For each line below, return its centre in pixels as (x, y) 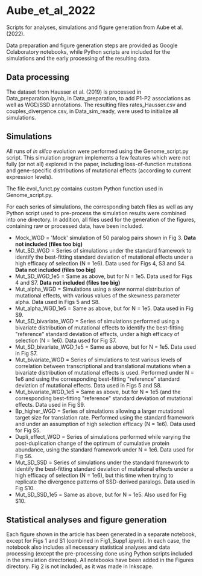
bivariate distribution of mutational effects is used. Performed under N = (105, 372)
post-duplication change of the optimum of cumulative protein (92, 443)
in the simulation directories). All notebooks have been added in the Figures (100, 560)
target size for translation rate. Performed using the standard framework (105, 417)
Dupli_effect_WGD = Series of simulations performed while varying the (103, 436)
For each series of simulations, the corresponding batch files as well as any (100, 207)
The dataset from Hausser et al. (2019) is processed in (74, 92)
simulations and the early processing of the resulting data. (78, 58)
